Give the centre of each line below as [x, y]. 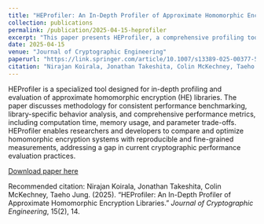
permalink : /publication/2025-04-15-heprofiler [88, 30]
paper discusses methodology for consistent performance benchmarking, [128, 105]
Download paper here [43, 171]
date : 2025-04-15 [37, 45]
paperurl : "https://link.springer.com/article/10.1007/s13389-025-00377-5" [135, 60]
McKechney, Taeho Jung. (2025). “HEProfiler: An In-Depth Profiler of [120, 194]
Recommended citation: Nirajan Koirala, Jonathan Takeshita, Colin [115, 186]
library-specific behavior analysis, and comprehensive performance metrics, [132, 114]
